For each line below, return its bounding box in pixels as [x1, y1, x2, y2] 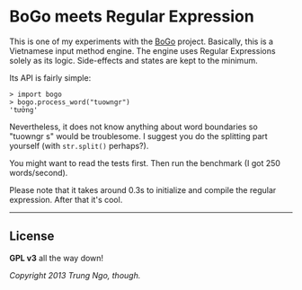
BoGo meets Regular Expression [9, 6, 254, 27]
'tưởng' [9, 105, 39, 114]
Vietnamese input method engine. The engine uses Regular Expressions [9, 45, 276, 56]
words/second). [9, 167, 68, 178]
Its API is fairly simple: [9, 72, 92, 83]
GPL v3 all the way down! [9, 252, 104, 263]
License [9, 229, 55, 244]
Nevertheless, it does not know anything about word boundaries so [9, 121, 258, 132]
